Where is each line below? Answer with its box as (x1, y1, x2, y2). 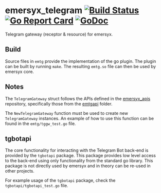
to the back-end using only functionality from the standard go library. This (5, 158, 153, 164)
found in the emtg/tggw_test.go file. (5, 121, 76, 126)
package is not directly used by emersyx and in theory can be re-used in (5, 163, 151, 169)
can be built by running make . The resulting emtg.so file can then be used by (5, 63, 156, 69)
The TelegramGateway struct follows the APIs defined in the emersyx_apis (5, 95, 151, 102)
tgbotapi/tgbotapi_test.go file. (5, 183, 69, 189)
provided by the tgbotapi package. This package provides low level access (5, 153, 156, 158)
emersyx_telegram (5, 5, 83, 16)
